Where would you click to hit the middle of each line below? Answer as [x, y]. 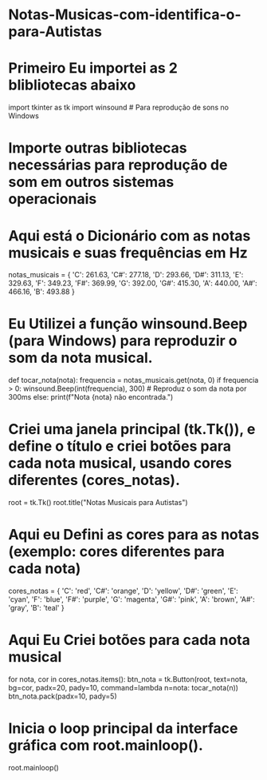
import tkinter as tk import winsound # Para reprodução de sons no [119, 107]
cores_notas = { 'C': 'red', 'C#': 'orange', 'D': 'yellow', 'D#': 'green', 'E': [124, 591]
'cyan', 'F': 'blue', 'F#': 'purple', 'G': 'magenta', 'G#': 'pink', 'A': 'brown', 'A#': [132, 599]
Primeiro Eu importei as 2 [93, 68]
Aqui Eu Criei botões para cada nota [130, 640]
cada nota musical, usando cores [120, 463]
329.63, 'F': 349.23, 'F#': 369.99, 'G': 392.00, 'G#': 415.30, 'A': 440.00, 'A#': [133, 283]
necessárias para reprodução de [118, 165]
